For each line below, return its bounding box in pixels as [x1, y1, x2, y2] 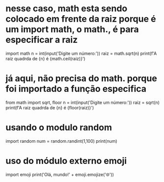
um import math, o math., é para [5, 24, 139, 35]
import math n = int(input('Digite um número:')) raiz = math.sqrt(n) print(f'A [5, 50, 157, 56]
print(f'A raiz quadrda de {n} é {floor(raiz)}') [5, 104, 94, 110]
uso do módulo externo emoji [5, 156, 127, 166]
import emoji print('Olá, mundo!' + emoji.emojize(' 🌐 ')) [5, 171, 114, 177]
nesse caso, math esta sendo [5, 3, 128, 14]
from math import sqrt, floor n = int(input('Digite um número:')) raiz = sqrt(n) [5, 99, 160, 105]
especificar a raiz [5, 34, 78, 46]
